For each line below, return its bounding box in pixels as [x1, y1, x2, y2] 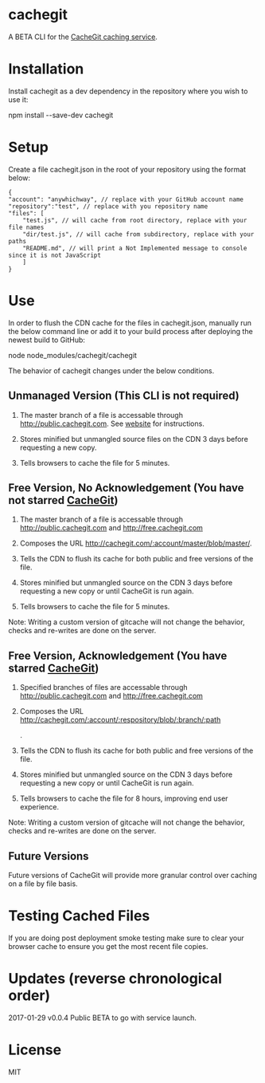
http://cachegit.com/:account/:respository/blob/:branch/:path [19, 715, 221, 725]
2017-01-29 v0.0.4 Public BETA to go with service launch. [8, 1013, 197, 1022]
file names [8, 223, 45, 231]
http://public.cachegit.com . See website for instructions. [19, 419, 205, 428]
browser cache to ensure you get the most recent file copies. [8, 941, 208, 951]
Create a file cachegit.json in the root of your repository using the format [8, 164, 247, 174]
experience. [19, 802, 60, 812]
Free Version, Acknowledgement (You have [8, 648, 228, 663]
